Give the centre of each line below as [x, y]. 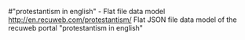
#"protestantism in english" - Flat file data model [87, 11]
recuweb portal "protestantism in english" [76, 28]
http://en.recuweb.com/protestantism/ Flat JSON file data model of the [122, 20]
